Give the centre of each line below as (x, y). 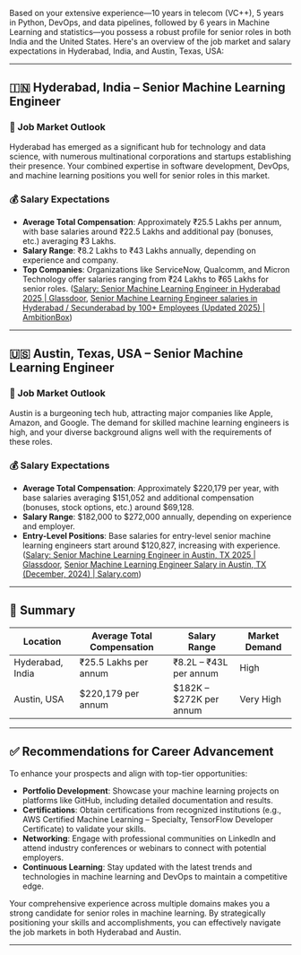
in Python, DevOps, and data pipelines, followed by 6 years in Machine (140, 22)
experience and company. (70, 260)
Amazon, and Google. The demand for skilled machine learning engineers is (149, 422)
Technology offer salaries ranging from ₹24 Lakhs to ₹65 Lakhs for (145, 279)
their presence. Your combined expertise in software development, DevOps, (150, 166)
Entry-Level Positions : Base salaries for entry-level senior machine (146, 535)
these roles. (31, 441)
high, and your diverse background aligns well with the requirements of (141, 432)
